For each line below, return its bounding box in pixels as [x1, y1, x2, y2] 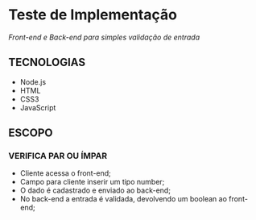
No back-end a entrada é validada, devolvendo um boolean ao [19, 194, 228, 204]
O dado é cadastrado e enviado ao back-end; [19, 185, 171, 195]
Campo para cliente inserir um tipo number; [19, 177, 165, 187]
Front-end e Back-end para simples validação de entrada [8, 32, 200, 42]
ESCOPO [8, 127, 54, 140]
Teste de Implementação [8, 6, 177, 24]
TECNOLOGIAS [8, 56, 86, 69]
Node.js [19, 77, 47, 86]
